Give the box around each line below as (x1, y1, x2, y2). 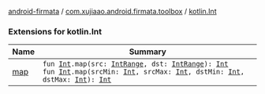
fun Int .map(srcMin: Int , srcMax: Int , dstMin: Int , (42, 67, 244, 77)
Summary (129, 46, 167, 57)
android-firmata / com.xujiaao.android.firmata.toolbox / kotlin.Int (8, 7, 217, 16)
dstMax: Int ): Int (42, 75, 112, 85)
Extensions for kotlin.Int (8, 26, 103, 37)
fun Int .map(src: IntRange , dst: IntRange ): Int (42, 60, 229, 69)
